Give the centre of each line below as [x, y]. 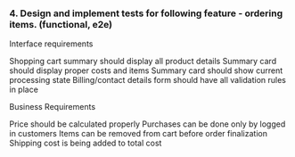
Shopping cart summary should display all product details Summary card [143, 62]
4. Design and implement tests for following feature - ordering [146, 13]
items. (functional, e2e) [61, 24]
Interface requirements [51, 44]
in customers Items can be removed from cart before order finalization [138, 134]
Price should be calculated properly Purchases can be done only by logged [147, 124]
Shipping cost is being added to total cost [86, 143]
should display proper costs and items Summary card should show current [146, 70]
